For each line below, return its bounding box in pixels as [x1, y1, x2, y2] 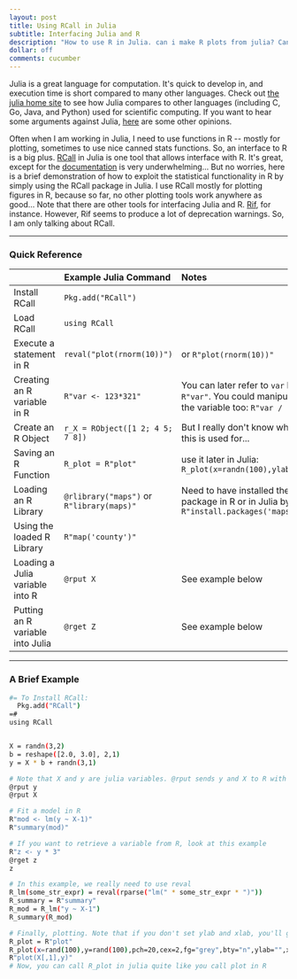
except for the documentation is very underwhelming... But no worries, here [9, 161, 286, 172]
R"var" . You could [180, 391, 255, 403]
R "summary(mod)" [9, 823, 69, 833]
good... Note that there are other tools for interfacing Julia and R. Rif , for [9, 199, 271, 209]
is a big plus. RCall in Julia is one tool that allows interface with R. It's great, [9, 152, 284, 162]
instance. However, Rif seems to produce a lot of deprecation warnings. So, [9, 209, 285, 219]
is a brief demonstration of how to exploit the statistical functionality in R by [9, 171, 285, 182]
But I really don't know [180, 422, 274, 434]
